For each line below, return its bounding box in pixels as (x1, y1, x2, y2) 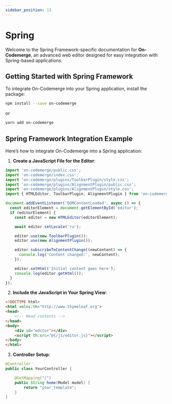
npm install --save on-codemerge (5, 101, 77, 106)
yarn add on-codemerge (5, 120, 54, 125)
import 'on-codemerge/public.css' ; (5, 167, 81, 173)
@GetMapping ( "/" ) (14, 375, 52, 380)
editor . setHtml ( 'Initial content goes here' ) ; (14, 266, 116, 271)
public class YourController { (5, 366, 72, 371)
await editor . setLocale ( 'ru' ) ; (14, 224, 81, 229)
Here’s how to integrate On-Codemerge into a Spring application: (5, 148, 142, 154)
